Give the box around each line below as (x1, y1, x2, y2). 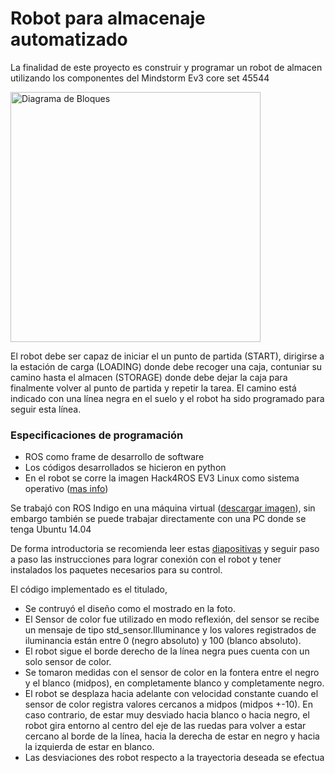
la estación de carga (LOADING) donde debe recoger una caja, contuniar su (10, 360, 323, 372)
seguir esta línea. (10, 403, 82, 415)
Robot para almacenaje (10, 7, 206, 30)
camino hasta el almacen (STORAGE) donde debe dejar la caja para (10, 371, 288, 383)
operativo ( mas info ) (24, 483, 109, 495)
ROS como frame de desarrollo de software (24, 451, 205, 463)
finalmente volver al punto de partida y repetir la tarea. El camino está (10, 382, 297, 394)
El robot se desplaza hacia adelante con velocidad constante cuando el (24, 688, 319, 700)
